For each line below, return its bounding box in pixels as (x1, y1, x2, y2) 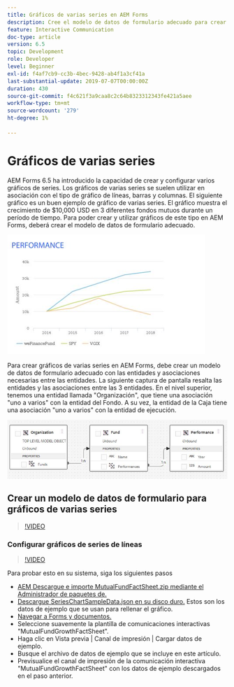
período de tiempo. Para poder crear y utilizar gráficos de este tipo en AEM (7, 213, 224, 222)
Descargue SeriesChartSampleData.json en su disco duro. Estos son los (17, 597, 225, 605)
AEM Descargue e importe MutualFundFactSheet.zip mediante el (17, 582, 204, 590)
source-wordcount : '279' (7, 107, 80, 115)
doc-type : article (7, 34, 61, 41)
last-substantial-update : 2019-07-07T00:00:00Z (7, 78, 149, 85)
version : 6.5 (7, 41, 45, 48)
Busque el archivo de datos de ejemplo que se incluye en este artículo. (17, 649, 221, 658)
